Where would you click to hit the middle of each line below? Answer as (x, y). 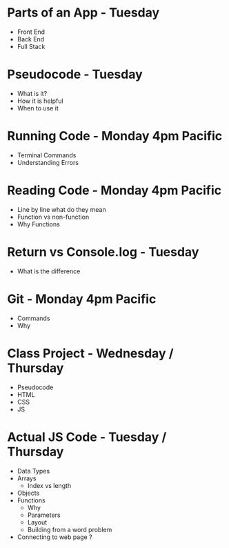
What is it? (32, 93)
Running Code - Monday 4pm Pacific (115, 136)
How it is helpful (40, 101)
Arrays (27, 478)
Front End (31, 32)
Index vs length (49, 485)
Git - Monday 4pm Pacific (82, 299)
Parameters (44, 515)
